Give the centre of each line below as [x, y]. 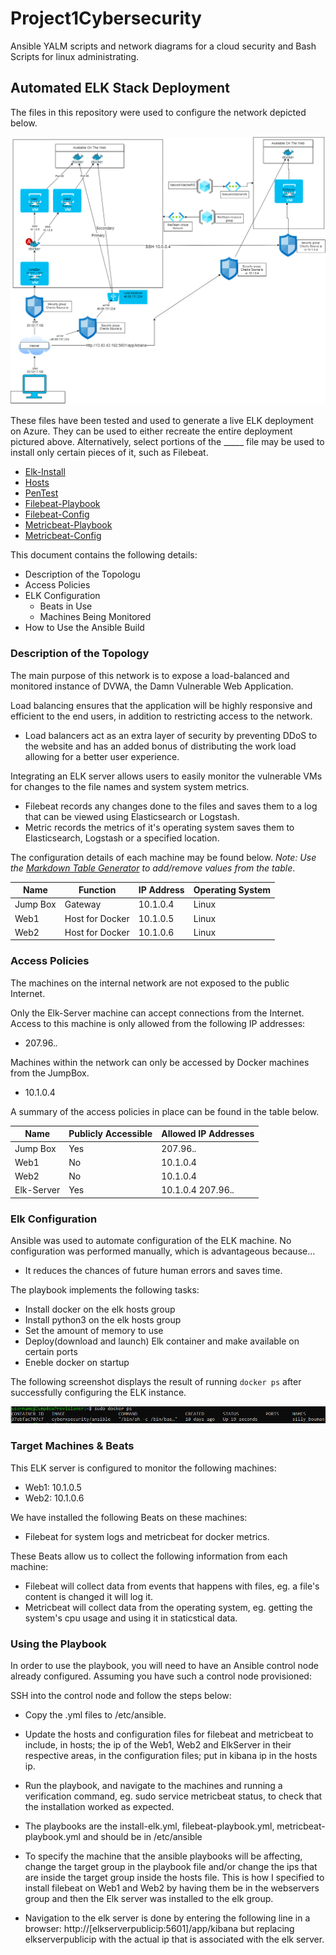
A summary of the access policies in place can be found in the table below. [165, 1111]
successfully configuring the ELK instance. [98, 1393]
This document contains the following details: [104, 555]
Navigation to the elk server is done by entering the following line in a [167, 1918]
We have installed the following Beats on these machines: [129, 1517]
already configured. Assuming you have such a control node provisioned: [161, 1676]
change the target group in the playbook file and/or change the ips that [171, 1866]
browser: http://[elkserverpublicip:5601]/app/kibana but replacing [159, 1928]
